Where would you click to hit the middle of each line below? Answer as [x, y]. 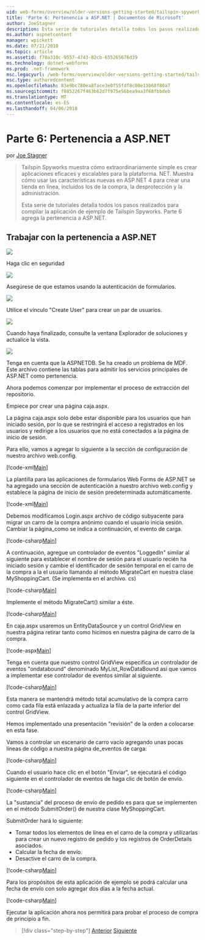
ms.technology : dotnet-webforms [47, 63]
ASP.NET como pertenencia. [42, 376]
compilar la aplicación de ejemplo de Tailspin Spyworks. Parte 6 [101, 212]
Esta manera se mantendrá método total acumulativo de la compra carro [97, 699]
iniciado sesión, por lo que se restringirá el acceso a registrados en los [95, 424]
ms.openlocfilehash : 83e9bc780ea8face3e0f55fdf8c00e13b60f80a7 [88, 86]
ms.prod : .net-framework [38, 69]
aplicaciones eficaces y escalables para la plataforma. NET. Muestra [107, 174]
